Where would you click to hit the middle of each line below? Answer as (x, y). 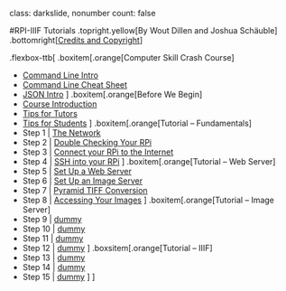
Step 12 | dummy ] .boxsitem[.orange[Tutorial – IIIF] (118, 248)
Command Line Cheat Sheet (75, 84)
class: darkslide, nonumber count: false (83, 13)
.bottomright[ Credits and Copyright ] (76, 40)
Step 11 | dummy (53, 238)
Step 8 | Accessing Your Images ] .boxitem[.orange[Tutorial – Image (148, 200)
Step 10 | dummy (54, 229)
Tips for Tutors (50, 113)
